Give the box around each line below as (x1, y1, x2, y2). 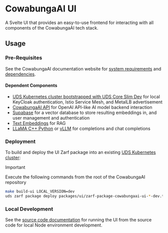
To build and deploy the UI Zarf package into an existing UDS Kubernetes (5, 149, 156, 155)
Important (5, 164, 25, 170)
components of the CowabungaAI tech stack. (5, 24, 98, 30)
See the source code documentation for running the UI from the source (5, 217, 152, 223)
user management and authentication (12, 114, 90, 120)
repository (5, 179, 26, 185)
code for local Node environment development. (5, 222, 102, 228)
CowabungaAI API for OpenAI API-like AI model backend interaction (12, 104, 152, 110)
